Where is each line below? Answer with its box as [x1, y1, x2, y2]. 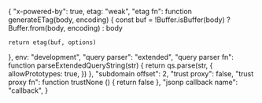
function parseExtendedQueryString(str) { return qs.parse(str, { [8, 61, 213, 70]
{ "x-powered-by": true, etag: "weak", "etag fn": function [8, 7, 193, 16]
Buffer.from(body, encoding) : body [8, 24, 124, 32]
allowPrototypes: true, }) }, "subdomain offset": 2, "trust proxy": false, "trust [8, 69, 254, 78]
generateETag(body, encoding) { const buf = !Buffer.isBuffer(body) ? [8, 15, 231, 24]
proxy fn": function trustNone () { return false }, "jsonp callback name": [8, 78, 238, 86]
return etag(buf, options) [8, 39, 97, 46]
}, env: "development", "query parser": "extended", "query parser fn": [8, 53, 234, 61]
